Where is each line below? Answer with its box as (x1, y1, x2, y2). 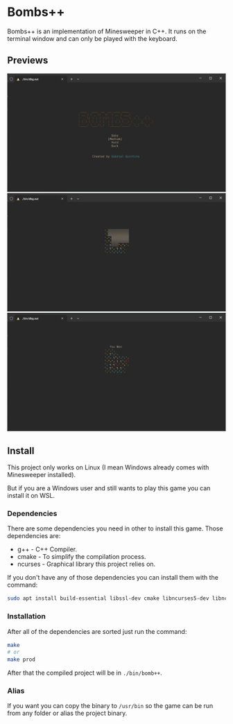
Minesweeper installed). (7, 471, 76, 479)
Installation (7, 612, 46, 621)
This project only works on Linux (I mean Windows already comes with (7, 463, 209, 472)
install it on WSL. (7, 492, 55, 500)
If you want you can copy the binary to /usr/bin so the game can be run (7, 702, 214, 710)
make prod (7, 656, 36, 663)
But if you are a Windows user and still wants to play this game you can (7, 484, 211, 492)
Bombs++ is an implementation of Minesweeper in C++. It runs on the (7, 27, 207, 35)
